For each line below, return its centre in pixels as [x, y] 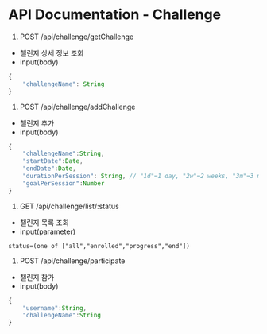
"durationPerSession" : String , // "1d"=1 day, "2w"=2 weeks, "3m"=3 [138, 177]
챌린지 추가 [37, 123]
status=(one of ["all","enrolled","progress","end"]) [99, 246]
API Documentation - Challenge [115, 15]
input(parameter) [48, 231]
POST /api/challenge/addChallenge [77, 107]
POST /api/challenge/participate [72, 261]
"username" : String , [55, 308]
